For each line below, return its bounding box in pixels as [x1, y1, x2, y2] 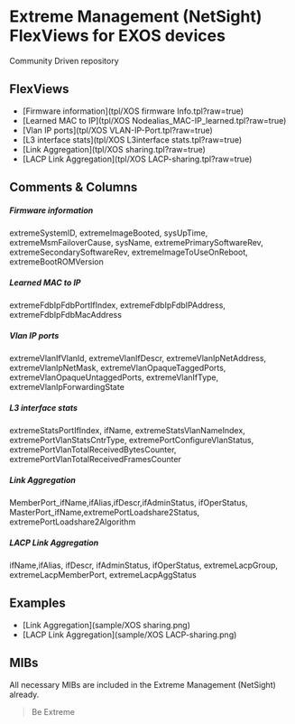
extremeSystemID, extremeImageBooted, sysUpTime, [9, 227, 208, 238]
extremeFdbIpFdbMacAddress [9, 310, 122, 320]
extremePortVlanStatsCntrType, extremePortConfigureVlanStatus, [9, 435, 254, 446]
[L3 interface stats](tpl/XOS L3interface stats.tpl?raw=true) [22, 134, 243, 145]
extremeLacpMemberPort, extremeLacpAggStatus [9, 569, 197, 580]
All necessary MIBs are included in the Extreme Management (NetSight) [9, 679, 277, 690]
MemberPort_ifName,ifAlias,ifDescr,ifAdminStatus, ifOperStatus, [9, 497, 248, 507]
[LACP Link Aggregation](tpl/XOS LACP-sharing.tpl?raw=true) [22, 153, 253, 164]
